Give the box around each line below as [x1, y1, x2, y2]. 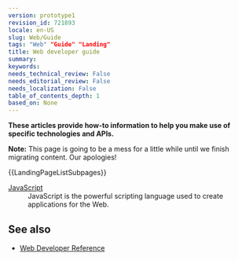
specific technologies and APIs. [8, 129, 115, 138]
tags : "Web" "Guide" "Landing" [8, 41, 111, 49]
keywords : [8, 63, 41, 71]
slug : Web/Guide [8, 33, 61, 42]
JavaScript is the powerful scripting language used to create [27, 192, 224, 201]
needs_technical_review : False [8, 70, 111, 78]
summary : [8, 56, 37, 64]
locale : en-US [8, 26, 55, 34]
